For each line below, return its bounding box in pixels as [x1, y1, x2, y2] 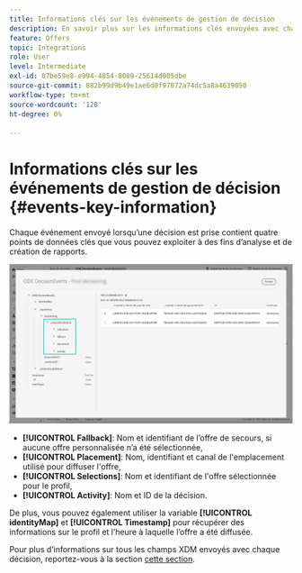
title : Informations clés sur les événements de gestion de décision [9, 14, 276, 23]
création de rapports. [9, 246, 88, 257]
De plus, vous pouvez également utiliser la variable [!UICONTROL [9, 507, 253, 518]
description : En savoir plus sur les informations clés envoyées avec [9, 23, 280, 33]
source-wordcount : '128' [9, 100, 102, 109]
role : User [9, 52, 50, 62]
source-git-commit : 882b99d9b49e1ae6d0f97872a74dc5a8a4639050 [9, 81, 247, 90]
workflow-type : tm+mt [9, 90, 91, 99]
